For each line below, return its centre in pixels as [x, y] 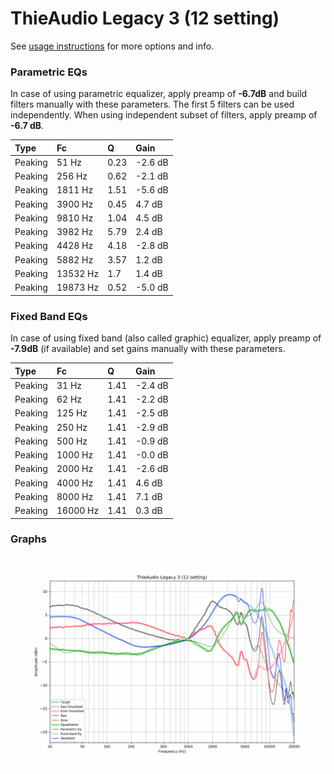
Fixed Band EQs [49, 316]
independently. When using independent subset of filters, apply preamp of [164, 115]
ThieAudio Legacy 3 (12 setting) [145, 18]
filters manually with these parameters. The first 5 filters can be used [152, 104]
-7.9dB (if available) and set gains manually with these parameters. [148, 349]
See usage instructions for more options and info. [112, 46]
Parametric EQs [49, 72]
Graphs [28, 539]
